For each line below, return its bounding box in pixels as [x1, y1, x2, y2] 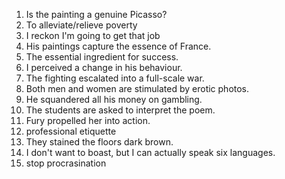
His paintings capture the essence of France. [25, 40, 212, 52]
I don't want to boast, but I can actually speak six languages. [25, 147, 276, 158]
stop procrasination [25, 157, 107, 169]
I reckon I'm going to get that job [25, 30, 161, 41]
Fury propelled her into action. [25, 115, 151, 126]
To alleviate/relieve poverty [25, 19, 138, 31]
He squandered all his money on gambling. [25, 94, 203, 105]
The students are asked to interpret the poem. [25, 104, 216, 116]
